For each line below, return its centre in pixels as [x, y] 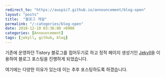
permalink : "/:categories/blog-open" [44, 24]
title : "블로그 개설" [26, 19]
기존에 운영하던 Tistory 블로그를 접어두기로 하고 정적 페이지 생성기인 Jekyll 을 [80, 52]
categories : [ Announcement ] [34, 33]
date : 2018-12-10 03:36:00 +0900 [40, 28]
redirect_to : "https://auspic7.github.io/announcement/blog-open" [76, 10]
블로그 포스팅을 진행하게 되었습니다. [53, 58]
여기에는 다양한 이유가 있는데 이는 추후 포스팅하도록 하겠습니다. [67, 69]
